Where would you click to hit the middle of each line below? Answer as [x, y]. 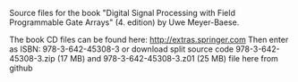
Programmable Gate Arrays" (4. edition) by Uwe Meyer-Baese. [124, 22]
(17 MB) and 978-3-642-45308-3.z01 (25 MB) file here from [168, 58]
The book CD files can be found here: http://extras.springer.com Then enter [149, 40]
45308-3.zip [32, 58]
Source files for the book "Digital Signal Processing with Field [122, 13]
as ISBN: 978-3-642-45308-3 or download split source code [122, 49]
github [21, 68]
